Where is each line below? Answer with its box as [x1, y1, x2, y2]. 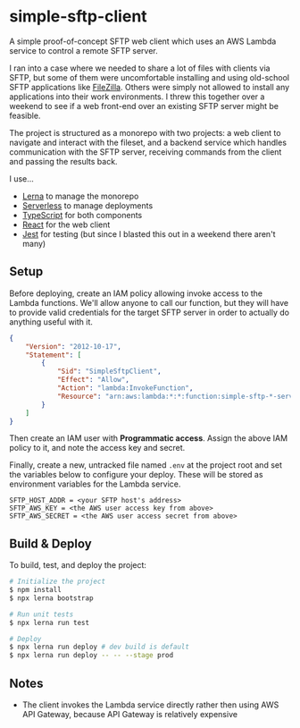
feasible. [9, 110, 41, 121]
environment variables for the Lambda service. [9, 478, 181, 489]
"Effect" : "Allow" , [56, 376, 129, 385]
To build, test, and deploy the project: [9, 560, 147, 571]
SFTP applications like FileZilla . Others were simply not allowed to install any [9, 81, 290, 92]
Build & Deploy [9, 536, 92, 551]
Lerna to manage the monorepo [21, 190, 139, 201]
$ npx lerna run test [9, 618, 90, 627]
